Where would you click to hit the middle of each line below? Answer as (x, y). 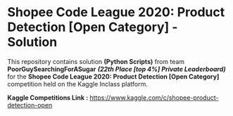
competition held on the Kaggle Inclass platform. (77, 84)
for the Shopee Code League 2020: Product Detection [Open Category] (113, 76)
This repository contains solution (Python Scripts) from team (96, 61)
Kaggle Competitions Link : (48, 97)
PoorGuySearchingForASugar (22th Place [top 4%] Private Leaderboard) (117, 69)
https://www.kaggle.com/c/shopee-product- (154, 97)
